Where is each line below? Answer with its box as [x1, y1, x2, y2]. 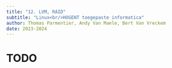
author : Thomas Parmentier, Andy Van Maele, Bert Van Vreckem [6, 20, 166, 26]
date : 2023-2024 [6, 25, 47, 32]
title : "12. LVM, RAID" [6, 8, 66, 15]
